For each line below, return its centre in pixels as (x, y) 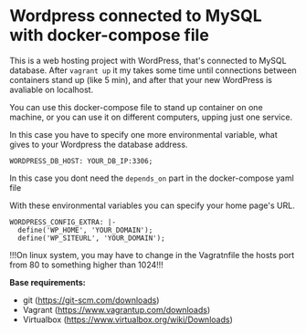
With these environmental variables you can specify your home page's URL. (152, 205)
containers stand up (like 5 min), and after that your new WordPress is (141, 79)
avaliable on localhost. (52, 89)
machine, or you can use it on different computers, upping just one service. (151, 117)
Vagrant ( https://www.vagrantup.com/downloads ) (116, 309)
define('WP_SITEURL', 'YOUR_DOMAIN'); (92, 238)
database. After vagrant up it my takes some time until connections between (153, 70)
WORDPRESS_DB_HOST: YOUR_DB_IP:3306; (81, 161)
